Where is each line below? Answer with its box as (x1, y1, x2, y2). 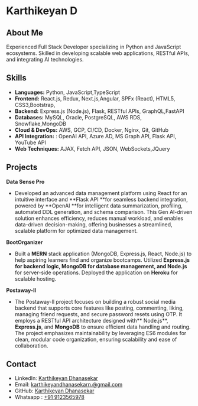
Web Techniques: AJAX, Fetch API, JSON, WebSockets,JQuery (14, 145, 170, 152)
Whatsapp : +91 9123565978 (14, 394, 85, 401)
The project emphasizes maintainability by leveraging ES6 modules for (14, 329, 187, 336)
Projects (6, 163, 38, 173)
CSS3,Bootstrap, (14, 101, 56, 108)
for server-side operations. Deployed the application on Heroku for (14, 269, 178, 276)
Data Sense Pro (6, 178, 45, 185)
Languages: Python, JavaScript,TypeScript (14, 89, 120, 96)
